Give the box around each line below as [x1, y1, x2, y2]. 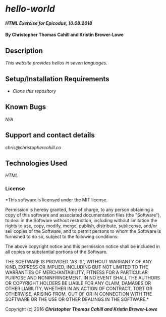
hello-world [5, 3, 56, 15]
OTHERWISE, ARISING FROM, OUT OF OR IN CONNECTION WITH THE [5, 291, 152, 297]
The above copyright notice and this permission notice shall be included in [5, 243, 160, 249]
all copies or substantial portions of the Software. [5, 249, 107, 255]
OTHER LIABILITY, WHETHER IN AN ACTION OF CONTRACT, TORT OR [5, 285, 152, 292]
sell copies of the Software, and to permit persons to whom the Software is [5, 228, 161, 234]
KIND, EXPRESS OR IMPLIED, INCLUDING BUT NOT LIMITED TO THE [5, 264, 148, 270]
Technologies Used [5, 159, 67, 168]
